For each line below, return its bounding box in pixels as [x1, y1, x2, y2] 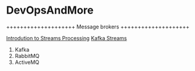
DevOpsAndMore [6, 4, 94, 17]
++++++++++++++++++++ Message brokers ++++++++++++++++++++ [6, 23, 190, 30]
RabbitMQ [14, 52, 40, 59]
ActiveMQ [14, 59, 40, 66]
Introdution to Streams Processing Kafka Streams [6, 34, 127, 41]
